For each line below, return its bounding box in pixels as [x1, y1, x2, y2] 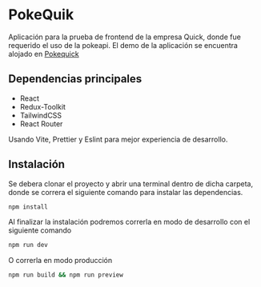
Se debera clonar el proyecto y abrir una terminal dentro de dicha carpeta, [8, 178, 254, 189]
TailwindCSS [19, 110, 62, 120]
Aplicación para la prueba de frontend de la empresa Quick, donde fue [8, 32, 242, 42]
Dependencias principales [8, 72, 143, 86]
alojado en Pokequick [8, 49, 79, 58]
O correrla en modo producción [8, 256, 113, 265]
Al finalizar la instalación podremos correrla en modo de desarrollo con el [8, 217, 251, 227]
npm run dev [8, 241, 48, 249]
